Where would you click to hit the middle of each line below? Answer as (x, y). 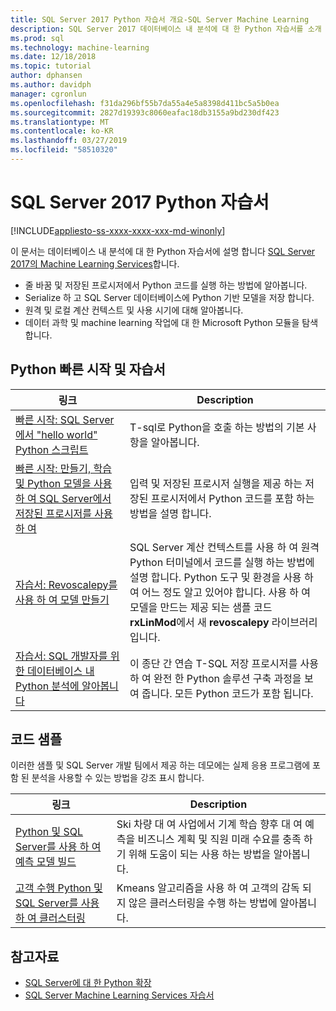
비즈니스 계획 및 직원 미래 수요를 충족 (219, 839)
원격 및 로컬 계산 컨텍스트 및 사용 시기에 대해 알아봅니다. (134, 310)
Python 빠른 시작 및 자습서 (88, 369)
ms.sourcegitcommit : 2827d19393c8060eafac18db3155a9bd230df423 (145, 112)
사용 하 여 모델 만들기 (62, 599)
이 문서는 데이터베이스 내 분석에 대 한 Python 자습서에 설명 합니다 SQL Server (163, 251)
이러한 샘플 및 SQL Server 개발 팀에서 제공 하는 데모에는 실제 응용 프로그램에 (160, 765)
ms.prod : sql (37, 38)
